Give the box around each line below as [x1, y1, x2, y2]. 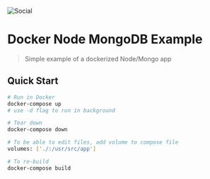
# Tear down [7, 120, 42, 127]
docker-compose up [7, 100, 62, 107]
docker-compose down [7, 126, 69, 133]
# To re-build [7, 158, 49, 165]
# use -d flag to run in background [7, 106, 115, 114]
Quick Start [7, 75, 59, 87]
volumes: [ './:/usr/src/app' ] [7, 145, 97, 152]
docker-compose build [7, 164, 71, 172]
